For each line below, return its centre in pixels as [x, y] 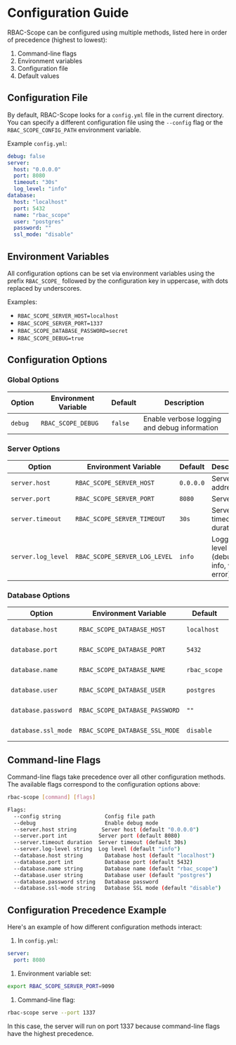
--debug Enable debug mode [86, 823]
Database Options [39, 595]
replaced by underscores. [45, 288]
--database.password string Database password [86, 882]
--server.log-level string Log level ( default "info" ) [97, 849]
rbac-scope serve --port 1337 [52, 1013]
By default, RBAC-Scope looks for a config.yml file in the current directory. [116, 114]
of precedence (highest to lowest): [57, 39]
